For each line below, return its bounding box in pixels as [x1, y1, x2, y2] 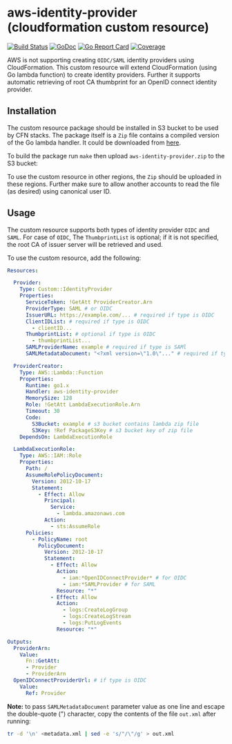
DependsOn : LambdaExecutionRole [19, 434, 113, 440]
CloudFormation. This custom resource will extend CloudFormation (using [7, 63, 217, 71]
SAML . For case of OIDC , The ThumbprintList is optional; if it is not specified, [7, 233, 220, 241]
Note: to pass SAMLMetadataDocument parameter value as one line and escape [7, 702, 225, 710]
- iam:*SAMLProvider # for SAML [62, 581, 156, 588]
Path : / [25, 465, 48, 472]
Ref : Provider [25, 689, 67, 696]
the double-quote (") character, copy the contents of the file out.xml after [7, 709, 216, 718]
